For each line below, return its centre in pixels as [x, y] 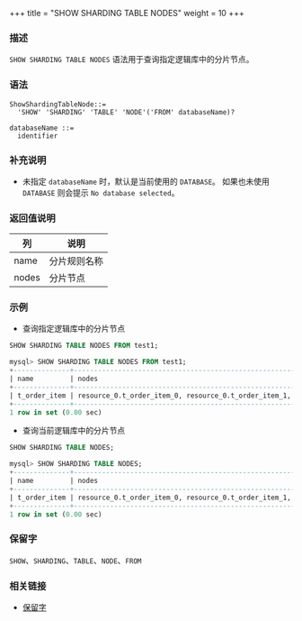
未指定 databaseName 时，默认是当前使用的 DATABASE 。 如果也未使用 [146, 181]
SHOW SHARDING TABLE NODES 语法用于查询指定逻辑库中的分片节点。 [132, 59]
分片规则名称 [76, 261]
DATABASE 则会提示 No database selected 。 [101, 192]
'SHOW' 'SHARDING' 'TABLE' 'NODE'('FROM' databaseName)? [126, 112]
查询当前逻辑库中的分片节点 [74, 431]
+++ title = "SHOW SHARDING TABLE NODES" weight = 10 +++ [127, 13]
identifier [38, 136]
